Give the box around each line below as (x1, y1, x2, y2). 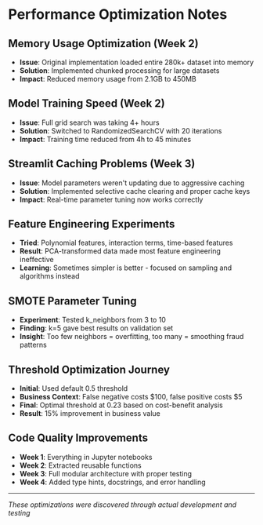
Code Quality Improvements (8, 432, 149, 445)
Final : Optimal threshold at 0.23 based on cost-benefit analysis (19, 400, 223, 410)
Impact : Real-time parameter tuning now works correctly (19, 195, 204, 204)
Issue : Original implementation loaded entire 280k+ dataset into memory (19, 57, 254, 67)
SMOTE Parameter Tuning (8, 294, 137, 308)
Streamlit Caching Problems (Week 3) (8, 157, 196, 170)
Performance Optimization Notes (8, 5, 228, 24)
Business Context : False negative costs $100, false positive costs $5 (19, 392, 243, 402)
